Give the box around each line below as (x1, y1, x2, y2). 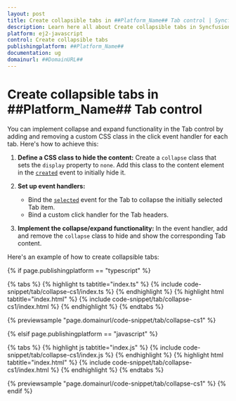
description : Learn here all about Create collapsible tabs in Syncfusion (7, 23, 231, 30)
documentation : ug (7, 50, 61, 57)
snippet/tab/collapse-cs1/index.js (7, 350, 104, 359)
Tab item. (27, 203, 55, 211)
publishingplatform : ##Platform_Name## (7, 43, 124, 50)
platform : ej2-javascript (7, 30, 83, 37)
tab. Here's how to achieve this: (7, 139, 99, 148)
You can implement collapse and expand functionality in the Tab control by (7, 125, 223, 133)
